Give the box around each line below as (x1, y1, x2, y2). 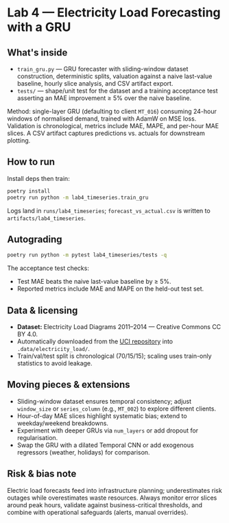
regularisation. (16, 433, 58, 441)
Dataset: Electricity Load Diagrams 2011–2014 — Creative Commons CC (16, 323, 221, 331)
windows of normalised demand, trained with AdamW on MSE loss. (7, 114, 197, 123)
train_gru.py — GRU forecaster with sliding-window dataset (16, 65, 189, 73)
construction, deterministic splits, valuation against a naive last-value (16, 72, 213, 80)
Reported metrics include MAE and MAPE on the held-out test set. (16, 284, 204, 293)
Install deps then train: (7, 174, 70, 182)
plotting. (7, 136, 31, 145)
